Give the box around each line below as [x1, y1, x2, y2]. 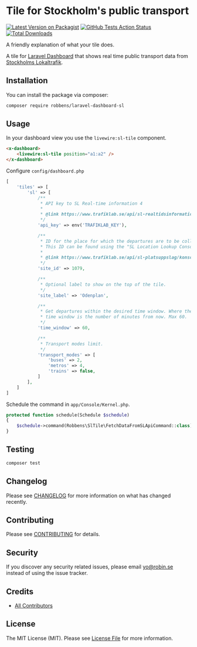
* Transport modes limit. [40, 341, 104, 347]
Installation [6, 76, 48, 86]
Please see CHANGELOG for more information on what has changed [6, 492, 171, 499]
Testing [6, 445, 35, 455]
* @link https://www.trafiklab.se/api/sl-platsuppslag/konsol [40, 255, 195, 260]
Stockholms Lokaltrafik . [6, 59, 63, 66]
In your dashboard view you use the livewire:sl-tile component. [6, 134, 167, 141]
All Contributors [14, 602, 53, 609]
